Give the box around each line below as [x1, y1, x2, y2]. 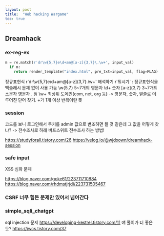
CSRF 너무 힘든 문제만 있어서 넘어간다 [5, 194, 89, 201]
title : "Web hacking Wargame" [5, 12, 69, 17]
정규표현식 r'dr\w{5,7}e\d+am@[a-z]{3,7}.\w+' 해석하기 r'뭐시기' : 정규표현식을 [5, 79, 158, 85]
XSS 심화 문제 [5, 166, 32, 172]
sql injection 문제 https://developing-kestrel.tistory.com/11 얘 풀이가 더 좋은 [5, 219, 153, 225]
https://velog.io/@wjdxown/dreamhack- [72, 137, 153, 143]
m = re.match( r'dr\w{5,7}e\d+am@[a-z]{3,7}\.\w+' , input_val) [5, 60, 134, 65]
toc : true [5, 16, 25, 21]
